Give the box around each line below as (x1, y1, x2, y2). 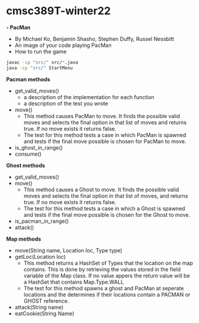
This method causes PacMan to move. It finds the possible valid (23, 112, 180, 119)
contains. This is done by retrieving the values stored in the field (23, 265, 181, 273)
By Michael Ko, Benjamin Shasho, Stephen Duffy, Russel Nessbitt (14, 35, 174, 42)
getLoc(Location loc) (14, 253, 67, 260)
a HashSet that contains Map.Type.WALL (23, 278, 124, 286)
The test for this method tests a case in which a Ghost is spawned (23, 205, 185, 212)
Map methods (6, 235, 42, 242)
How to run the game (14, 47, 67, 55)
